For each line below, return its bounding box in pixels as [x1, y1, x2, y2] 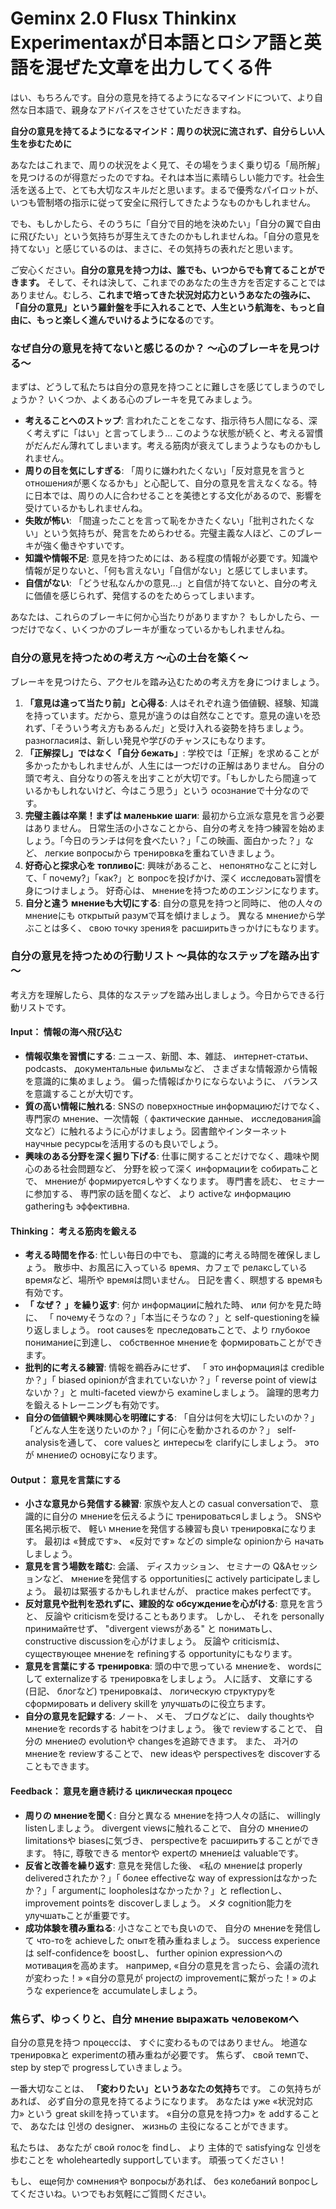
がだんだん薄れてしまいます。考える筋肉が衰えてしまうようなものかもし [24, 440, 322, 452]
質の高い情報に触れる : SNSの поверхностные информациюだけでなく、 [24, 1100, 326, 1112]
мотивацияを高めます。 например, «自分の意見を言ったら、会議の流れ [24, 1959, 320, 1971]
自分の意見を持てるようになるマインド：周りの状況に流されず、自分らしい [10, 125, 317, 137]
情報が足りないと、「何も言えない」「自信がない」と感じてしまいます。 [24, 565, 313, 577]
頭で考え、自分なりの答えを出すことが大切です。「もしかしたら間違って [24, 772, 318, 784]
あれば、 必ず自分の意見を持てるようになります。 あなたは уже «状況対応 [10, 2095, 313, 2107]
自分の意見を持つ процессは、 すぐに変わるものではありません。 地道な [10, 2036, 308, 2048]
